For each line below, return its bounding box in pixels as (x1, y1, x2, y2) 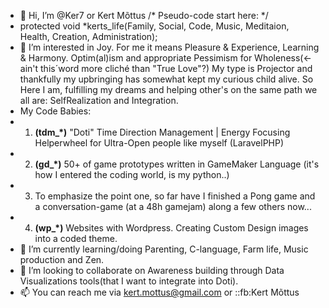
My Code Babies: (19, 105, 92, 117)
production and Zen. (19, 254, 105, 265)
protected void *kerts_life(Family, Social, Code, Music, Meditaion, (19, 20, 290, 32)
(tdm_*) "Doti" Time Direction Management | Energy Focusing (34, 126, 291, 138)
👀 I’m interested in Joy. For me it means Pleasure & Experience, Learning (19, 41, 320, 53)
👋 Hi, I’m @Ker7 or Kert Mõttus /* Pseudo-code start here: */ (19, 10, 269, 21)
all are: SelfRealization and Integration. (19, 95, 179, 106)
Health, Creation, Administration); (19, 31, 158, 42)
